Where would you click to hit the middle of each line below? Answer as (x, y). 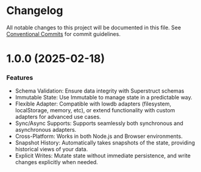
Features (20, 78)
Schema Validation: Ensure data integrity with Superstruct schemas (100, 91)
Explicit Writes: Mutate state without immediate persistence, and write (103, 156)
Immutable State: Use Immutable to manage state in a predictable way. (104, 98)
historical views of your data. (51, 149)
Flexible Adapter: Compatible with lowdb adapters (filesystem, (93, 104)
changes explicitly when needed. (57, 162)
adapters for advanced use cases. (58, 117)
